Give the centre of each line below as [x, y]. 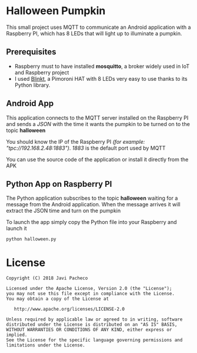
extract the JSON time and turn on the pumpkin [64, 211]
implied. [17, 335]
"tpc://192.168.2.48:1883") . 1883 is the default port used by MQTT [86, 148]
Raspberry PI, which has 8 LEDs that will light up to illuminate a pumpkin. [94, 33]
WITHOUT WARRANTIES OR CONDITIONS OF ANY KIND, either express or [89, 330]
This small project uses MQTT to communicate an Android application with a [98, 27]
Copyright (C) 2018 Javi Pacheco [47, 278]
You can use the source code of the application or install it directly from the [97, 159]
